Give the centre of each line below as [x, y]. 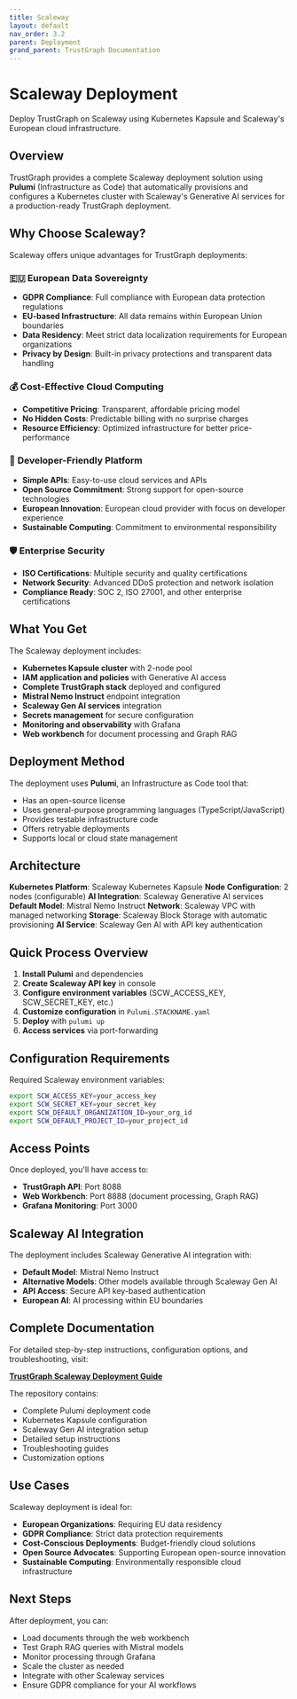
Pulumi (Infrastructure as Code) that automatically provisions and [129, 186]
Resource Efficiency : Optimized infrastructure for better [125, 428]
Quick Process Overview [79, 953]
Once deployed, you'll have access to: [79, 1170]
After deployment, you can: [59, 1620]
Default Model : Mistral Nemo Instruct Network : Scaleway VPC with [132, 906]
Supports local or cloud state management [100, 838]
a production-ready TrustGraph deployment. [90, 206]
